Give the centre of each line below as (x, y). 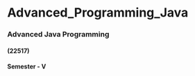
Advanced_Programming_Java (98, 13)
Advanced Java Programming (58, 35)
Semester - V (27, 66)
